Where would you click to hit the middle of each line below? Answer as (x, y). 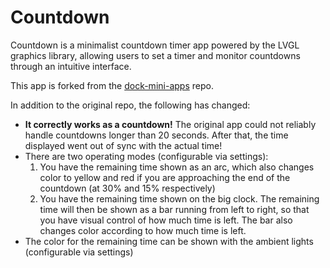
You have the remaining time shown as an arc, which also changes (177, 167)
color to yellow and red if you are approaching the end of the (165, 177)
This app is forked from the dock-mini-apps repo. (112, 85)
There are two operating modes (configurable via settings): (146, 156)
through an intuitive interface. (71, 66)
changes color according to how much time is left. (143, 230)
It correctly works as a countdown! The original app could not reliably (170, 124)
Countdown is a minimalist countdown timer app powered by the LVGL (155, 45)
